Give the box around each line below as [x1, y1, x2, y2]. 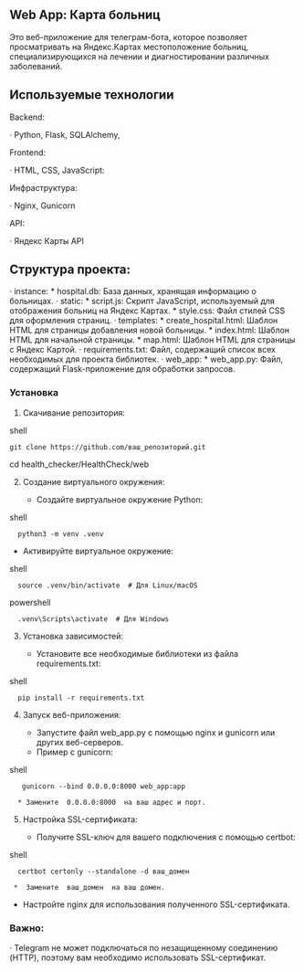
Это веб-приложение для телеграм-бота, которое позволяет [9, 31, 248, 42]
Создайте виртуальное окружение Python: [36, 493, 204, 505]
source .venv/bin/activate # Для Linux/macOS [17, 580, 198, 590]
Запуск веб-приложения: [22, 709, 121, 720]
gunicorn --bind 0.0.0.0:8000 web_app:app [21, 781, 185, 791]
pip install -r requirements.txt [17, 693, 145, 703]
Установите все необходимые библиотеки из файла [36, 648, 239, 659]
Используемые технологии [9, 87, 174, 103]
